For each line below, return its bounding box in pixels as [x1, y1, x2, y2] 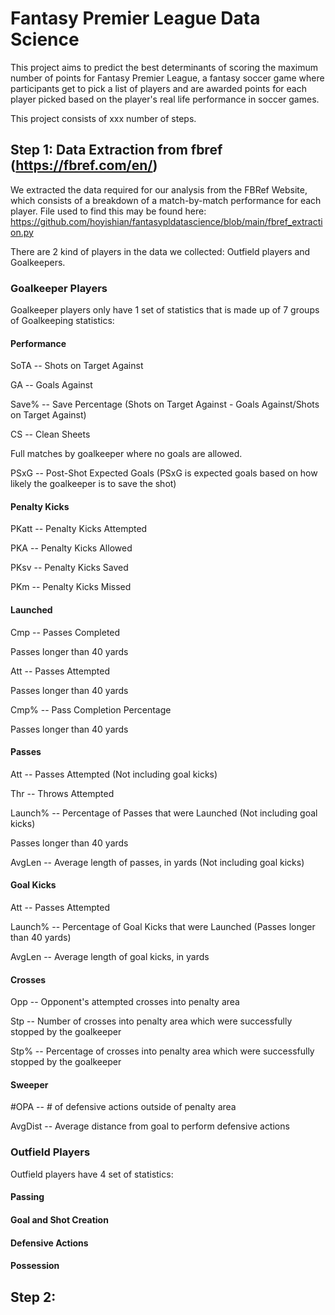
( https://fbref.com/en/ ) [10, 157, 158, 174]
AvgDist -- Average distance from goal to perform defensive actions [10, 1120, 290, 1132]
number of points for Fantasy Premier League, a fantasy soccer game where [10, 72, 325, 84]
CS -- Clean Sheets [10, 428, 91, 441]
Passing [10, 1191, 45, 1203]
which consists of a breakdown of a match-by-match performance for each [10, 194, 322, 206]
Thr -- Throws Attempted [10, 787, 115, 799]
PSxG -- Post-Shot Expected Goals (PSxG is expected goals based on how [10, 467, 318, 479]
